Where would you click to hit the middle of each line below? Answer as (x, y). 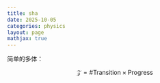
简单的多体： (25, 59)
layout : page (26, 32)
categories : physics (37, 26)
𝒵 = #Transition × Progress (115, 73)
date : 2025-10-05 (32, 20)
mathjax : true (27, 39)
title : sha (23, 13)
